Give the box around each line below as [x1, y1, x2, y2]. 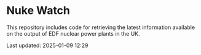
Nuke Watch [6, 4, 71, 18]
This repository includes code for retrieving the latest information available [6, 24, 195, 31]
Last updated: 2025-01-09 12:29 [6, 42, 89, 49]
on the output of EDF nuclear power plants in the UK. [6, 30, 140, 37]
